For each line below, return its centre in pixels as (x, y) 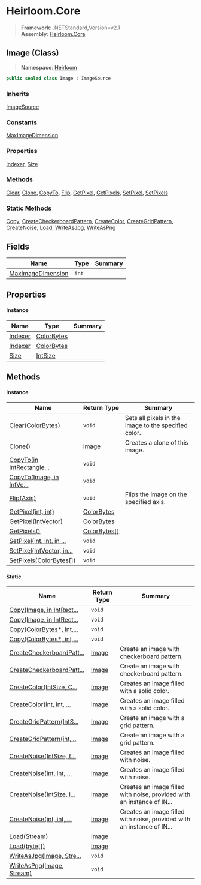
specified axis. (145, 502)
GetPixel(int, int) (32, 512)
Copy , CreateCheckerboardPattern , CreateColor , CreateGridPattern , (90, 221)
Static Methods (29, 208)
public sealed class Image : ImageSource (59, 78)
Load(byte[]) (27, 846)
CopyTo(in (24, 460)
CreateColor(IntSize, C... (43, 687)
